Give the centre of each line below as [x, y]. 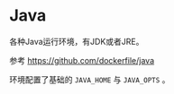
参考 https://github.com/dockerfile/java [82, 60]
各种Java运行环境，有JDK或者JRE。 [77, 41]
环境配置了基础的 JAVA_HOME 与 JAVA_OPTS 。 [90, 79]
